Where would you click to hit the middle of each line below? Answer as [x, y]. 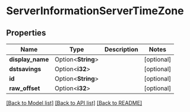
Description [121, 49]
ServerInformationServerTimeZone [95, 11]
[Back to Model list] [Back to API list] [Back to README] [74, 103]
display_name [29, 59]
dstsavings [25, 69]
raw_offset [25, 88]
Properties [26, 33]
